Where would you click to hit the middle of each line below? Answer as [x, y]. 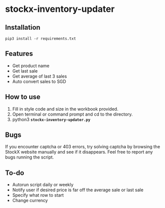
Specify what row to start [38, 195]
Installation [23, 27]
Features [19, 54]
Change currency [30, 201]
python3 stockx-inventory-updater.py [51, 119]
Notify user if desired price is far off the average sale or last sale [78, 190]
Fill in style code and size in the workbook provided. [65, 109]
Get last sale [25, 71]
